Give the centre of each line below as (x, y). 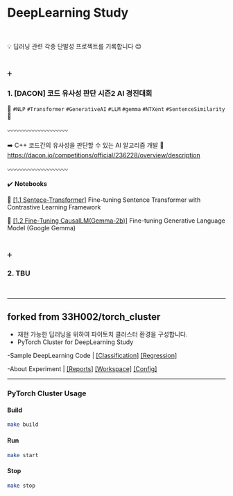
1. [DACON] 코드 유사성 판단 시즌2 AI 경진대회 (80, 93)
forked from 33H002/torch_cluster (84, 317)
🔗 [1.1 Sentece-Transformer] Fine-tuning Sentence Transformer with (104, 200)
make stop (21, 486)
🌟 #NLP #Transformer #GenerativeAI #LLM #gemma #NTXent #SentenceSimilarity (116, 109)
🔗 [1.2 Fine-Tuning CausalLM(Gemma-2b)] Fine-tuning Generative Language (116, 221)
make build (23, 425)
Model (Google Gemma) (42, 228)
